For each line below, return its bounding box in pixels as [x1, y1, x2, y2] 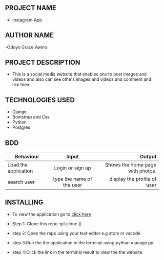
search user [7, 179, 35, 186]
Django [12, 109, 27, 115]
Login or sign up [54, 165, 91, 171]
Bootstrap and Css [12, 114, 50, 120]
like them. [12, 82, 32, 88]
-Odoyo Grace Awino [5, 44, 47, 50]
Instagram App [12, 17, 42, 23]
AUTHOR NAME [5, 31, 54, 40]
